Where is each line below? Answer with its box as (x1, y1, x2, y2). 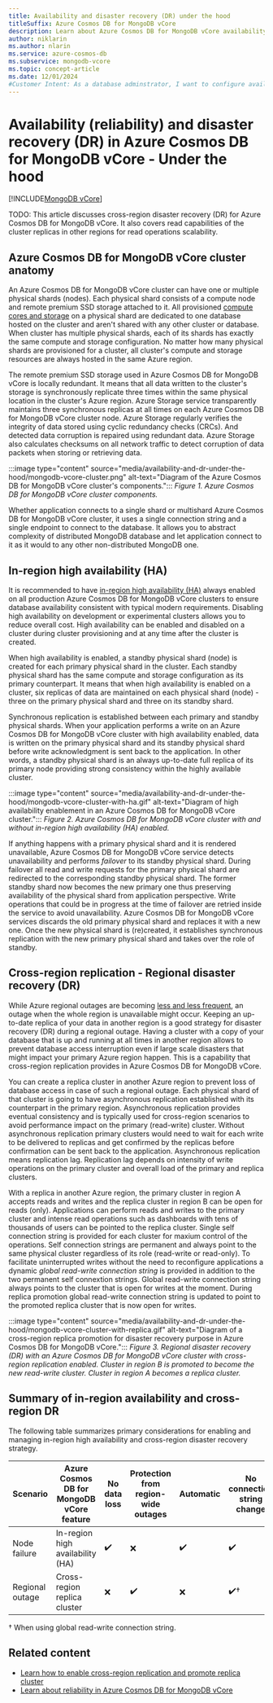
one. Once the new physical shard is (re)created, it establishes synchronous (8, 925, 263, 935)
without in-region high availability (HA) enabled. (8, 823, 170, 833)
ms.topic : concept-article (8, 65, 100, 73)
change (236, 1503, 266, 1515)
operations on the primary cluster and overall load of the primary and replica (8, 1163, 264, 1173)
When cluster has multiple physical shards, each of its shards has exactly (8, 328, 254, 338)
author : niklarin (8, 34, 67, 43)
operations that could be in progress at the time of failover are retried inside (8, 899, 262, 909)
